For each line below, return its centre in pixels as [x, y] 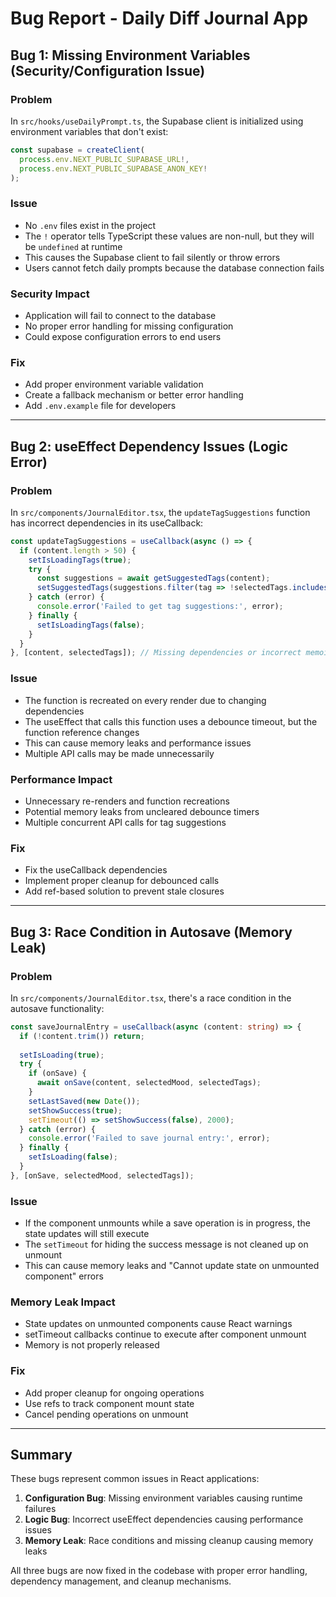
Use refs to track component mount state [109, 1403]
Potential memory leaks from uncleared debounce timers [142, 811]
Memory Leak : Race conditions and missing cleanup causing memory [169, 1541]
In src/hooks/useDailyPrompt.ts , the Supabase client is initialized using [157, 121]
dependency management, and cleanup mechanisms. [121, 1581]
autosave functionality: [57, 1008]
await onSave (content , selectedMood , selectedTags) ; [149, 1083]
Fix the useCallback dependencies [96, 870]
